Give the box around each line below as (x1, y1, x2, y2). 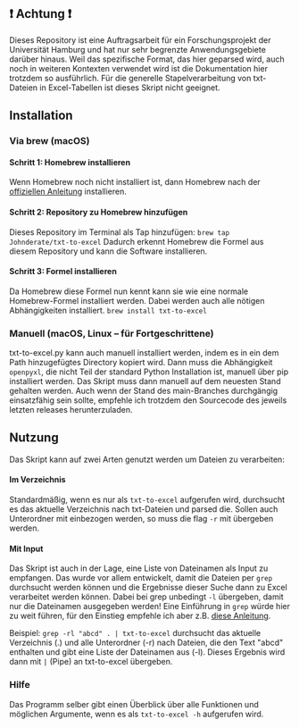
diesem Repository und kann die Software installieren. (9, 246, 208, 256)
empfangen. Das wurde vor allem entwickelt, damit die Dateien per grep (9, 573, 273, 583)
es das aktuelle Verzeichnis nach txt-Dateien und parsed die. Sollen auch (9, 504, 278, 515)
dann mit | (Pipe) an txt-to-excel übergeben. (9, 657, 173, 667)
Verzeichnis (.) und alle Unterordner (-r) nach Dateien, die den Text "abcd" (9, 637, 284, 649)
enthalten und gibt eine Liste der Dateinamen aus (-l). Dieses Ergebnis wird (9, 647, 286, 657)
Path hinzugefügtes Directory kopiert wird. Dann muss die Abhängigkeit (9, 357, 273, 368)
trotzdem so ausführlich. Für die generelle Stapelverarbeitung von (9, 72, 252, 83)
